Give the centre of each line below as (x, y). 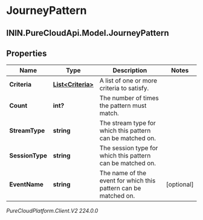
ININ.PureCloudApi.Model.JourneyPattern (88, 33)
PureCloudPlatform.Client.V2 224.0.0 (52, 211)
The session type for (129, 148)
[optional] (180, 184)
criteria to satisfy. (124, 88)
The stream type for (127, 123)
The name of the (123, 173)
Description (130, 70)
